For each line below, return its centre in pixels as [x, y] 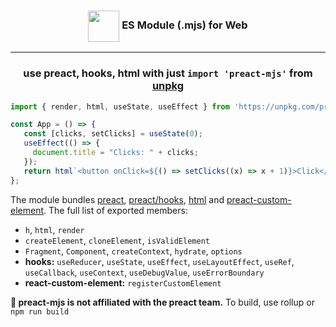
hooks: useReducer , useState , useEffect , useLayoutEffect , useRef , [159, 261]
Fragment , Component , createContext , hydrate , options [133, 251]
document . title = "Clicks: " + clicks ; [115, 153]
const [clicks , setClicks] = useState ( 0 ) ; [113, 134]
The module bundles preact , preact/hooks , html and [117, 199]
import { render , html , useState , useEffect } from [120, 106]
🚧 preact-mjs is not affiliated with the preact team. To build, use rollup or [162, 302]
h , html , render [54, 229]
